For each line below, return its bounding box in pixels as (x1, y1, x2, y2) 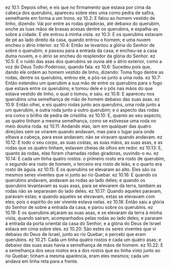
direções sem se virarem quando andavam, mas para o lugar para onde (5, 129, 155, 134)
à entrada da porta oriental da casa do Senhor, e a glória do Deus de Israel (5, 221, 161, 226)
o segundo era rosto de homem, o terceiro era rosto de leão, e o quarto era (5, 161, 162, 167)
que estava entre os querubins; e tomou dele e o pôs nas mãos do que (5, 85, 153, 91)
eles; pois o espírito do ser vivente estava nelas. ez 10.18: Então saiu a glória (5, 199, 164, 205)
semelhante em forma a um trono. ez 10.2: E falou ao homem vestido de (5, 15, 156, 21)
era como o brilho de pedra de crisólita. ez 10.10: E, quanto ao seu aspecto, (5, 112, 162, 118)
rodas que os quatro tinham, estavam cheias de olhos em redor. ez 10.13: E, (5, 145, 162, 151)
